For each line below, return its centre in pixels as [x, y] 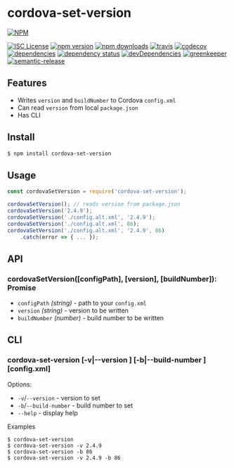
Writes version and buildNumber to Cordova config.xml [97, 100]
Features [27, 83]
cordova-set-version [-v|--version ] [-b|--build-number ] [107, 360]
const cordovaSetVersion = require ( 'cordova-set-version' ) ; [97, 191]
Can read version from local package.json [78, 108]
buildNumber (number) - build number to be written [90, 318]
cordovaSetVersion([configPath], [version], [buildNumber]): [112, 279]
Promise [22, 288]
